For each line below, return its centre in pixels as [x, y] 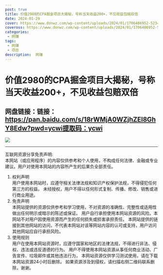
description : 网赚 [24, 55]
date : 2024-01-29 [23, 18]
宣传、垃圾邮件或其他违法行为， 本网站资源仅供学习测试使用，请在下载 [87, 256]
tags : [10, 41]
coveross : [15, 28]
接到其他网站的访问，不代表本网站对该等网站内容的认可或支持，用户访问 [84, 226]
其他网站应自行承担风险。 [38, 231]
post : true [16, 9]
